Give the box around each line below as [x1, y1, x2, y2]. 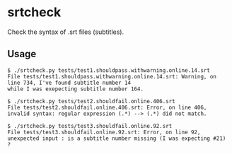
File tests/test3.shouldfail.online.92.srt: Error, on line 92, [7, 129, 201, 136]
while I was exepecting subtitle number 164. [7, 85, 144, 93]
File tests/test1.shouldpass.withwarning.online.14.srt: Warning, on [7, 73, 217, 80]
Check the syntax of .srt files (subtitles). [7, 28, 124, 36]
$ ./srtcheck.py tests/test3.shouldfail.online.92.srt [7, 122, 173, 129]
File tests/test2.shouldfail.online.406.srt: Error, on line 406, [7, 104, 207, 111]
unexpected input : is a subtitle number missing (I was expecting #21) [7, 135, 226, 142]
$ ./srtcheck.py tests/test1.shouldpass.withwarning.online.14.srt [7, 66, 211, 74]
